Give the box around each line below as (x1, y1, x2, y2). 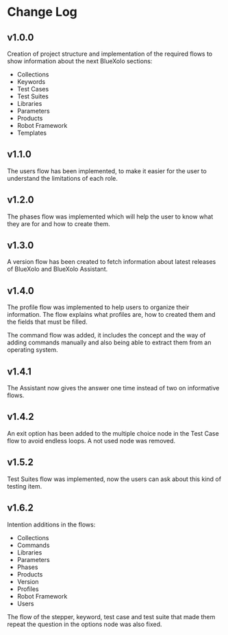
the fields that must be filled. (7, 317, 88, 326)
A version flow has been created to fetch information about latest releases (7, 258, 216, 266)
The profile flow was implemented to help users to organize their (7, 303, 190, 311)
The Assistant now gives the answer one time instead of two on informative (7, 384, 220, 392)
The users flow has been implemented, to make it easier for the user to (7, 166, 207, 175)
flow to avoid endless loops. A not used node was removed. (7, 436, 176, 445)
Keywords (16, 78, 46, 86)
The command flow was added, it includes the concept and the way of (7, 331, 206, 339)
